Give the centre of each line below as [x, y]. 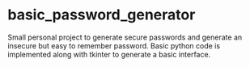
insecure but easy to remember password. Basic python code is [114, 45]
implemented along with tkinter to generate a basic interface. [109, 54]
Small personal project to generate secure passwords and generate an [125, 37]
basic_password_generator [102, 15]
